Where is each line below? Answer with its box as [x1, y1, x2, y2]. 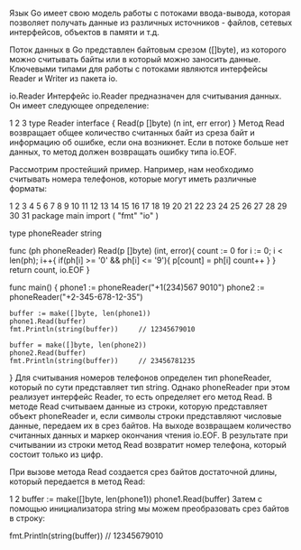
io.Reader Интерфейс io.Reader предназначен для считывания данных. [9, 90, 282, 101]
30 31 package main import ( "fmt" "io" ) [9, 210, 160, 220]
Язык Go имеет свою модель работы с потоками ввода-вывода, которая [9, 8, 291, 18]
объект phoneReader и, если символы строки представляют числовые [9, 411, 282, 421]
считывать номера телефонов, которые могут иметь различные [9, 173, 257, 184]
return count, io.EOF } [9, 265, 90, 275]
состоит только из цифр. [9, 449, 104, 460]
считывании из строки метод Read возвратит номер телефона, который [9, 440, 287, 450]
